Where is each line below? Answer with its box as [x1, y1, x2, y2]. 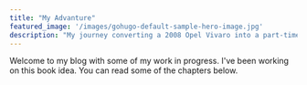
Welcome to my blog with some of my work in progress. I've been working [9, 56, 290, 67]
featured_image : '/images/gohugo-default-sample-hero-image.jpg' [9, 22, 263, 31]
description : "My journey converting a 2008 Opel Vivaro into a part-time [9, 30, 301, 39]
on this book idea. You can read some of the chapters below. [9, 65, 238, 76]
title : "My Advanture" [9, 13, 96, 23]
